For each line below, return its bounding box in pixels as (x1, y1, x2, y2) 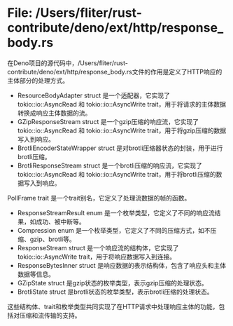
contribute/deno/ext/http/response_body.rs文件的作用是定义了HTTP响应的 (7, 67, 223, 76)
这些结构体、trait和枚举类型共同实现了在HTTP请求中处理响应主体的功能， (7, 302, 219, 311)
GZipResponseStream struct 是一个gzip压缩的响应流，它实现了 (17, 117, 199, 125)
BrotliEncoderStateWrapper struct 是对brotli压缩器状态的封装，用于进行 (17, 144, 223, 152)
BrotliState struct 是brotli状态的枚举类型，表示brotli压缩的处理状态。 (17, 287, 213, 296)
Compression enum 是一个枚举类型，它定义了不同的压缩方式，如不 (17, 226, 211, 234)
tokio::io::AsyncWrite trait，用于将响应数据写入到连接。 (17, 252, 176, 261)
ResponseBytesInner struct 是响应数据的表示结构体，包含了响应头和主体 (17, 261, 226, 269)
